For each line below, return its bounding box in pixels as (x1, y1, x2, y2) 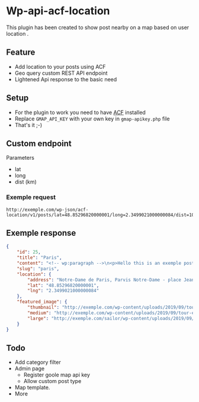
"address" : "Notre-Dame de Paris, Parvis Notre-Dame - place (27, 277, 182, 283)
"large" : (27, 315, 49, 321)
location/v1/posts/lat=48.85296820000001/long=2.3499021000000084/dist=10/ (6, 212, 197, 218)
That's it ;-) (14, 121, 43, 128)
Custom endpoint (6, 138, 72, 148)
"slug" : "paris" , (17, 265, 60, 271)
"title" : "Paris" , (17, 255, 62, 261)
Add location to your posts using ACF (14, 63, 106, 70)
